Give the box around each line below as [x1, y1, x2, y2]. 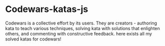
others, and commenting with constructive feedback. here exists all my [5, 30, 152, 36]
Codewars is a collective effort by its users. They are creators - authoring [5, 20, 157, 26]
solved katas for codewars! [5, 36, 62, 42]
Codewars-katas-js [5, 3, 89, 15]
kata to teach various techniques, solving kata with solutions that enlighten [5, 25, 160, 31]
